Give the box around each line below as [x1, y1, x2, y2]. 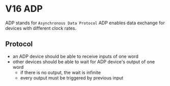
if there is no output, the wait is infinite [20, 69, 101, 75]
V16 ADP [5, 3, 43, 15]
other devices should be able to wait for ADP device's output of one [12, 59, 155, 65]
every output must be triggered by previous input [20, 74, 124, 81]
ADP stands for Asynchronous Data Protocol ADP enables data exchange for [5, 20, 165, 26]
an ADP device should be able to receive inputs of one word [12, 53, 139, 59]
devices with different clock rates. [5, 25, 76, 31]
